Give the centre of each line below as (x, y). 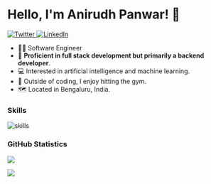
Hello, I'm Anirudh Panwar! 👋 (94, 15)
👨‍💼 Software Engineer (50, 48)
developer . (34, 63)
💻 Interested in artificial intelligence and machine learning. (104, 71)
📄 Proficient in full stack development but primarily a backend (111, 55)
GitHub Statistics (37, 144)
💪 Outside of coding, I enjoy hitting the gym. (82, 81)
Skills (17, 110)
